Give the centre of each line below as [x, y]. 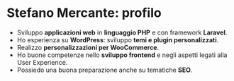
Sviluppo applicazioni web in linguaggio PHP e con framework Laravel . [122, 32]
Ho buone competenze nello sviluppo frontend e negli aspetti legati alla [122, 55]
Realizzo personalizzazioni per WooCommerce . [88, 47]
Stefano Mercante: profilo [84, 13]
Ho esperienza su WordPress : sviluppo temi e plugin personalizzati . [118, 39]
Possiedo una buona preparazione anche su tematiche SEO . [105, 70]
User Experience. [42, 62]
